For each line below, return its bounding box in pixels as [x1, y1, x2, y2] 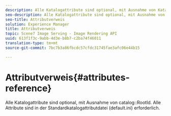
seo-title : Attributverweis [5, 17, 65, 22]
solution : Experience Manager [5, 21, 70, 27]
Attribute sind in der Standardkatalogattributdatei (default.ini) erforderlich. [5, 105, 160, 111]
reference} [5, 82, 52, 94]
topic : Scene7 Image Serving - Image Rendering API [5, 31, 117, 36]
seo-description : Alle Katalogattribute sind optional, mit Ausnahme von [5, 12, 165, 17]
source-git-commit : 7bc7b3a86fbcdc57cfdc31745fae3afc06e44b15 [5, 45, 140, 50]
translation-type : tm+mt [5, 41, 58, 46]
